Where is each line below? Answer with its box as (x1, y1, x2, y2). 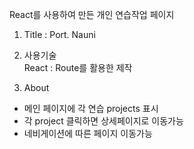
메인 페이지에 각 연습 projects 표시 (23, 103, 159, 114)
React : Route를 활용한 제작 (23, 62, 133, 73)
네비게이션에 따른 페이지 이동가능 (23, 128, 153, 139)
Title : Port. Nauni (23, 29, 96, 40)
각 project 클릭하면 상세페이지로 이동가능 (23, 115, 184, 127)
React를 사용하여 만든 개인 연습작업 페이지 (9, 9, 175, 20)
